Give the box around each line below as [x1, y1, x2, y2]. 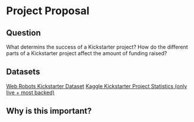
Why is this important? [6, 106, 92, 116]
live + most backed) [6, 89, 55, 96]
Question [6, 28, 41, 38]
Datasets [6, 67, 40, 77]
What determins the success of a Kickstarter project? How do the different [6, 43, 188, 50]
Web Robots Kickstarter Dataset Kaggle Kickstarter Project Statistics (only [6, 82, 187, 89]
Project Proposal [6, 4, 90, 18]
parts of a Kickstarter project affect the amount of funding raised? [6, 50, 167, 57]
